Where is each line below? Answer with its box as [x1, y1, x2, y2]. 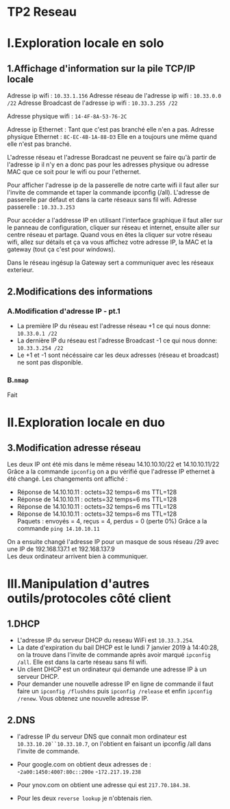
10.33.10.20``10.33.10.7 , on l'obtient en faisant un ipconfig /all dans [16, 739, 212, 747]
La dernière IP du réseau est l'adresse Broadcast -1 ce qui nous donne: [16, 336, 218, 345]
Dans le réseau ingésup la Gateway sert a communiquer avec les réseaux [7, 258, 214, 267]
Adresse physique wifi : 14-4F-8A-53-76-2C [7, 112, 127, 121]
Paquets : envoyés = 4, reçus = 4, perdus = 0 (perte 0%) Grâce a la [16, 517, 207, 525]
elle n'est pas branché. [7, 140, 72, 148]
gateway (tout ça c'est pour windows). [7, 245, 116, 253]
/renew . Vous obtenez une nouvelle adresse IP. [16, 695, 149, 703]
